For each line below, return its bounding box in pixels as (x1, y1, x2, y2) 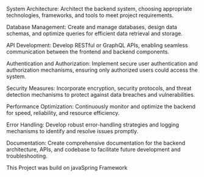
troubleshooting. (6, 152, 47, 159)
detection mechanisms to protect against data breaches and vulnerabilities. (6, 91, 195, 98)
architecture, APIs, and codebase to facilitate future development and (6, 146, 181, 153)
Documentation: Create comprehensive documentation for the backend (6, 139, 186, 147)
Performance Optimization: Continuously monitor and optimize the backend (6, 103, 196, 110)
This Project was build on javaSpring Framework (6, 164, 128, 171)
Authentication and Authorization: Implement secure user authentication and (6, 60, 198, 67)
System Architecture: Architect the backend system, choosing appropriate (6, 5, 192, 12)
